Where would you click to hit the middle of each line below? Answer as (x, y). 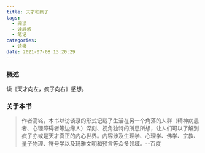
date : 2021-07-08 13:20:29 (41, 52)
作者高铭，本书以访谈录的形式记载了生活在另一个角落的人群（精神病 (107, 121)
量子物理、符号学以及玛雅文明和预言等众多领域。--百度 (91, 144)
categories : (21, 40)
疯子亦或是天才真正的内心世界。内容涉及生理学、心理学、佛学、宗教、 (110, 136)
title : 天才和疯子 (28, 12)
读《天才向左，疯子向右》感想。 (47, 89)
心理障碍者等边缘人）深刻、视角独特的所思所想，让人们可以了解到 (116, 129)
